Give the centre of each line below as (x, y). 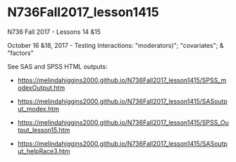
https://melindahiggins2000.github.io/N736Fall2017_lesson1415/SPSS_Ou (123, 122)
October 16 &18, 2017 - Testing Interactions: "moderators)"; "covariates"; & (116, 45)
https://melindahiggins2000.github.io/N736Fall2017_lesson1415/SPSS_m (122, 80)
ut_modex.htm (38, 108)
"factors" (20, 53)
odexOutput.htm (41, 87)
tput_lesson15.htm (44, 130)
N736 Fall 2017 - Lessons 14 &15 (54, 32)
